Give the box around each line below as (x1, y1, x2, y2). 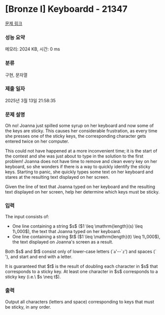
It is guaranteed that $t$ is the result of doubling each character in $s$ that (5, 263, 158, 270)
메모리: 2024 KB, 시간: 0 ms (5, 46, 60, 52)
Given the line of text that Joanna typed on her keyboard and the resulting (5, 184, 155, 190)
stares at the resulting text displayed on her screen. (5, 174, 110, 180)
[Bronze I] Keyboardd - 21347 (5, 3, 128, 15)
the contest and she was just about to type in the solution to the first (5, 153, 144, 159)
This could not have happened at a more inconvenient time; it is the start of (5, 148, 158, 154)
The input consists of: (5, 214, 49, 220)
